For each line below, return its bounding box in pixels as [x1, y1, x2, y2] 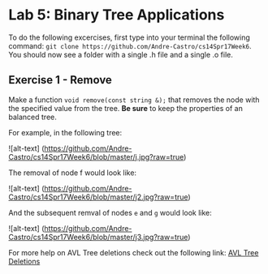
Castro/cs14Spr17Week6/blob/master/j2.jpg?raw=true [8, 192, 188, 202]
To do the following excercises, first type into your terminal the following [8, 32, 250, 42]
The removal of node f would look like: [8, 168, 136, 178]
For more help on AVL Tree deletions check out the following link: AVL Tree [8, 247, 259, 257]
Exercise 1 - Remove [8, 73, 112, 87]
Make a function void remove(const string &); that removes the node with [8, 95, 260, 105]
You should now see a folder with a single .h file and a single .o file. [8, 49, 234, 59]
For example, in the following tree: [8, 127, 123, 137]
